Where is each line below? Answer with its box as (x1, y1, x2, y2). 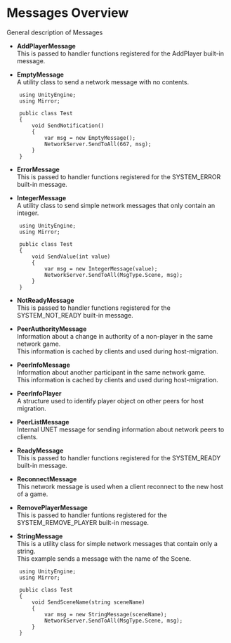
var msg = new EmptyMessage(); (44, 134, 136, 141)
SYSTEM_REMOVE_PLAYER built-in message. (16, 518, 149, 526)
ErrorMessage (16, 165, 60, 174)
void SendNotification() (32, 122, 105, 129)
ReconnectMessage (16, 474, 77, 483)
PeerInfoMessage (16, 361, 71, 369)
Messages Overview (6, 5, 129, 21)
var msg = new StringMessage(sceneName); (44, 611, 168, 618)
